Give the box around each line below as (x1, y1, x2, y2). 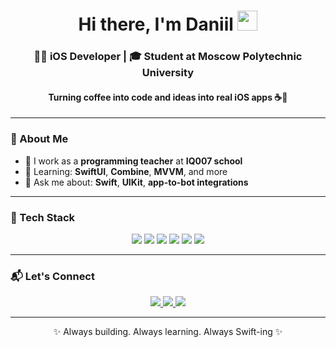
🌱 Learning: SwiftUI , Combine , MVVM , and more (24, 165, 228, 177)
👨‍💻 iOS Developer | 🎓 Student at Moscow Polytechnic (33, 50, 303, 64)
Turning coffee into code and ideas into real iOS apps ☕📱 (48, 91, 288, 103)
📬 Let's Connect (10, 269, 95, 283)
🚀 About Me (10, 132, 69, 146)
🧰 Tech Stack (10, 210, 76, 224)
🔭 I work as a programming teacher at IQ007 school (24, 155, 243, 167)
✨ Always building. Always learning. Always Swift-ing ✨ (53, 326, 283, 338)
